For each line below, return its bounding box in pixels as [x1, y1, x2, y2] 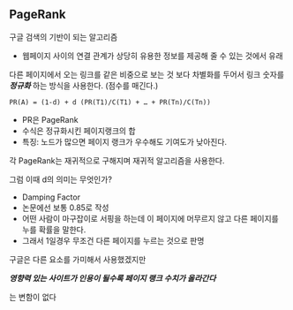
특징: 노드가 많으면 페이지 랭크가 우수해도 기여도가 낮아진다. [21, 136, 228, 147]
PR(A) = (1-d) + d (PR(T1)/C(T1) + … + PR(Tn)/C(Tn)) [9, 97, 212, 107]
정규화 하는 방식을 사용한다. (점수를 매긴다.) [9, 79, 159, 91]
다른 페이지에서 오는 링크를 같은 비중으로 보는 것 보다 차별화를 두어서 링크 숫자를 [9, 69, 285, 79]
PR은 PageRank [21, 114, 79, 125]
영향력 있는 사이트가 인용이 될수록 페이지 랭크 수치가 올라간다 [9, 273, 216, 284]
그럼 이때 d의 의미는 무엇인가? [9, 174, 113, 185]
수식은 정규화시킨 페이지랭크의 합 [21, 125, 136, 136]
